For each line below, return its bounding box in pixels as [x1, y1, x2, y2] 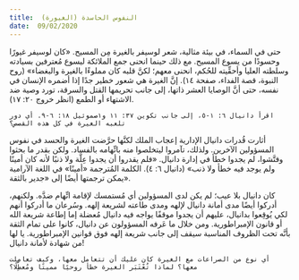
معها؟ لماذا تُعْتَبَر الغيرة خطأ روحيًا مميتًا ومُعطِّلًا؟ [9, 262, 199, 271]
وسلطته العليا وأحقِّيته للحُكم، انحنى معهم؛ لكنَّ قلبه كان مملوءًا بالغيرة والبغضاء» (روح [9, 64, 289, 76]
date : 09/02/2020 [9, 21, 78, 30]
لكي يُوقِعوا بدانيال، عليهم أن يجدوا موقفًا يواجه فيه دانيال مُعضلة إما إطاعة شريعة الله [9, 208, 288, 219]
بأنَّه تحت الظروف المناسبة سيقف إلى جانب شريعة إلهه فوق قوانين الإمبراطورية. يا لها [9, 227, 291, 238]
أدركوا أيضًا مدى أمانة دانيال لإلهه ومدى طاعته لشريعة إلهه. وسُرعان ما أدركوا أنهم [9, 199, 278, 210]
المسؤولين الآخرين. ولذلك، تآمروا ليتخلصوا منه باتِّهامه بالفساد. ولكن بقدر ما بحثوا [9, 144, 275, 155]
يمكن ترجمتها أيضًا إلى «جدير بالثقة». [9, 172, 132, 183]
